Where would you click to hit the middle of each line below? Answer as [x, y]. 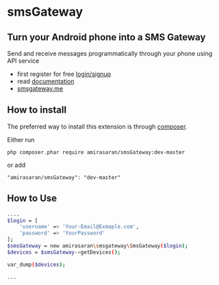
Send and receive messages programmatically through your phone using [110, 53]
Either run [21, 139]
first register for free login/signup [64, 74]
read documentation [46, 81]
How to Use [32, 199]
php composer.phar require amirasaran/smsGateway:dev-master [96, 152]
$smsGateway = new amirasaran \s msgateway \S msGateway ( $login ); [98, 246]
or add [16, 165]
